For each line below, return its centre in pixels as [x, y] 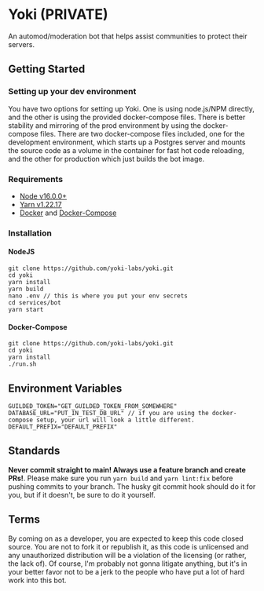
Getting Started [47, 69]
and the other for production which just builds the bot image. [106, 159]
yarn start [26, 310]
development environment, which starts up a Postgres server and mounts [127, 142]
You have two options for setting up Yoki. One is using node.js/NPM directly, [132, 108]
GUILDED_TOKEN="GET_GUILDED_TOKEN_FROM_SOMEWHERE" [93, 407]
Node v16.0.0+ [43, 196]
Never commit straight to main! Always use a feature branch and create [127, 469]
